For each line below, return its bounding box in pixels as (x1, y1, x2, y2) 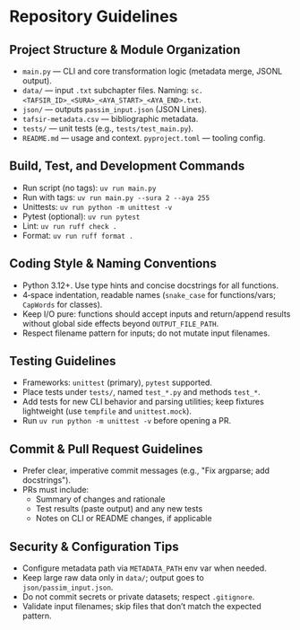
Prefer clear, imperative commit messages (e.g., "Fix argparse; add (21, 465, 270, 477)
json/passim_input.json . (21, 582, 114, 593)
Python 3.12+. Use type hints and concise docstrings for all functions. (21, 280, 279, 291)
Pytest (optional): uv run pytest (21, 211, 141, 222)
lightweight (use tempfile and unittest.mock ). (21, 406, 193, 416)
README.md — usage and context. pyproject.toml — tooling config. (21, 133, 266, 143)
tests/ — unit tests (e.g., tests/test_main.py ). (21, 123, 194, 134)
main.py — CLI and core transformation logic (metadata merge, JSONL (21, 66, 283, 76)
